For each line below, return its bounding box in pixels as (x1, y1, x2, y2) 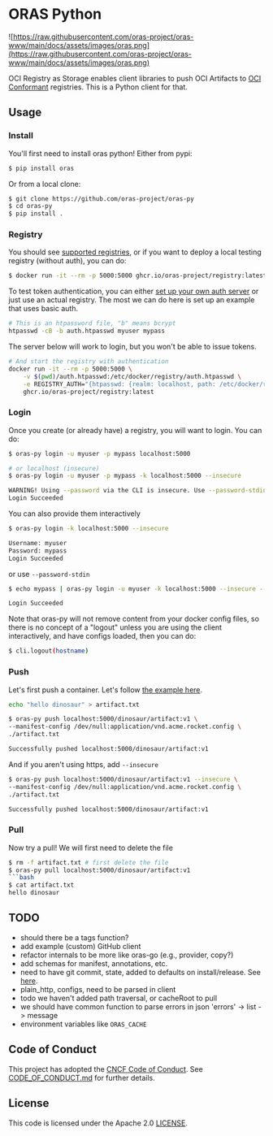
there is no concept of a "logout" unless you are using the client (8, 622, 222, 632)
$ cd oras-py (8, 202, 53, 210)
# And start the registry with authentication (8, 358, 169, 366)
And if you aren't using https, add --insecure (8, 759, 158, 769)
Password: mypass (8, 546, 67, 555)
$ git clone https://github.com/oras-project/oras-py (8, 194, 195, 203)
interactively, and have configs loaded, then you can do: (8, 631, 197, 641)
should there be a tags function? (19, 932, 129, 943)
